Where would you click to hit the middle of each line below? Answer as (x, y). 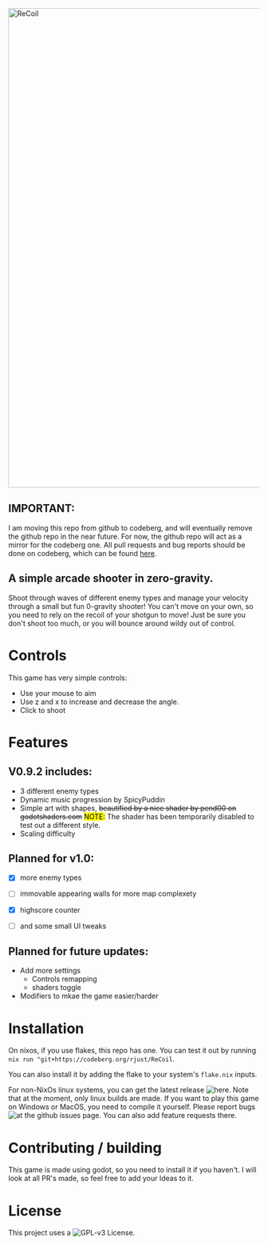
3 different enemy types (59, 791)
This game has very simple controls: (68, 678)
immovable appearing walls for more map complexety (108, 893)
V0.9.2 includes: (51, 772)
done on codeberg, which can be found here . (83, 553)
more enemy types (51, 877)
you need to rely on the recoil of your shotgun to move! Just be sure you (127, 615)
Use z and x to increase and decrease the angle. (99, 702)
